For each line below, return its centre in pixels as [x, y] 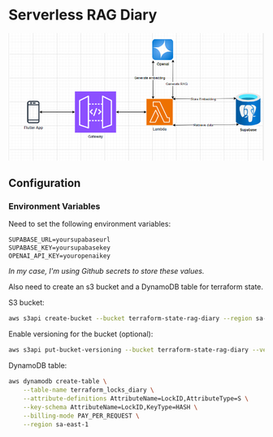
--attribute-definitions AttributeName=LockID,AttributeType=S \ [136, 398]
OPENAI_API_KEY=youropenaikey [60, 256]
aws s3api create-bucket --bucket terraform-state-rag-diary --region [130, 318]
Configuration [45, 183]
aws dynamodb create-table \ [58, 382]
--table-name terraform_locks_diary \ [89, 390]
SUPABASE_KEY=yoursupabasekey [60, 248]
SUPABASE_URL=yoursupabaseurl [60, 240]
